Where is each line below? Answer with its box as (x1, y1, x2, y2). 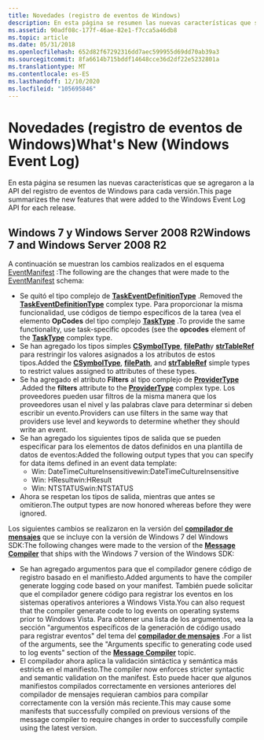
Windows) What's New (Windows (8, 135, 229, 154)
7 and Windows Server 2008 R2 (8, 238, 167, 252)
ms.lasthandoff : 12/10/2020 (8, 77, 101, 85)
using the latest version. (19, 723, 97, 733)
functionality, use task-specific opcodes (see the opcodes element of (19, 324, 246, 335)
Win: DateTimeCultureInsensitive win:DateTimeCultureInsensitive (31, 467, 240, 476)
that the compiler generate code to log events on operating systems (19, 606, 240, 616)
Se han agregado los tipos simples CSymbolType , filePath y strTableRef (19, 342, 255, 351)
